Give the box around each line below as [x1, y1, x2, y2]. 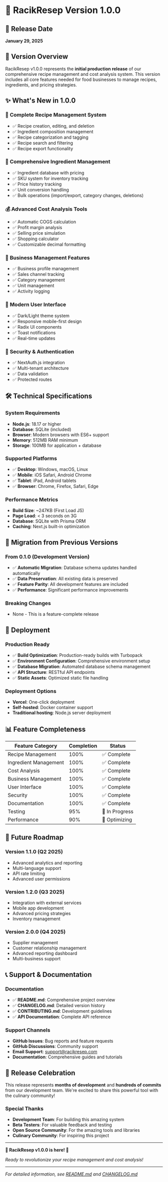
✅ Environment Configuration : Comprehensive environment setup [12, 658, 150, 664]
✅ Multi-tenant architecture [12, 365, 69, 371]
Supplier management [12, 940, 58, 946]
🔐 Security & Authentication [5, 348, 74, 355]
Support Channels [5, 1026, 50, 1033]
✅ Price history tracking [12, 181, 62, 187]
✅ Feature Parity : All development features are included [12, 581, 128, 587]
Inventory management [12, 916, 61, 922]
